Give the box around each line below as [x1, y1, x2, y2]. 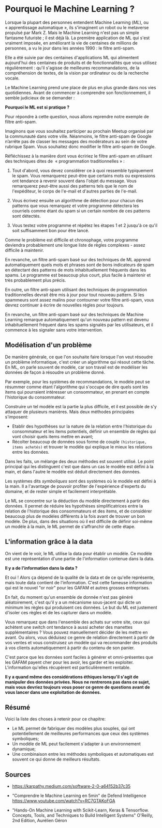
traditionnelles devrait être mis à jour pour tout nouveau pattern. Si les [5, 292, 145, 298]
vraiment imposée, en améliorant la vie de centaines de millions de [5, 40, 138, 46]
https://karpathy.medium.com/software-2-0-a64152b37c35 [12, 783, 131, 789]
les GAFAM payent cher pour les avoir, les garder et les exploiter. [5, 659, 134, 665]
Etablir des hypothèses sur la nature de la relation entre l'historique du [12, 423, 152, 429]
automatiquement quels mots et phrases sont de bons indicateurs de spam [5, 262, 154, 268]
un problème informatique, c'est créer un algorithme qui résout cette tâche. [5, 359, 155, 365]
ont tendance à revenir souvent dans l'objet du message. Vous [12, 178, 137, 184]
